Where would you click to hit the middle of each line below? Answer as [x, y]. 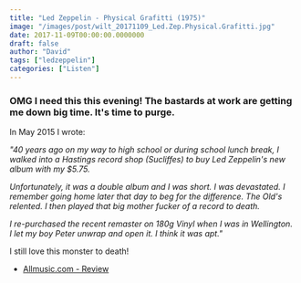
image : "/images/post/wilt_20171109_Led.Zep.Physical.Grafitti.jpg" [142, 26]
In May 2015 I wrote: [47, 132]
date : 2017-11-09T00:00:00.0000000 [77, 35]
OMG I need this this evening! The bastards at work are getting [151, 100]
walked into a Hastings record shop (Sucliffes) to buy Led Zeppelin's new [147, 160]
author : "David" [40, 52]
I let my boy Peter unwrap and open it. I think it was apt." [116, 234]
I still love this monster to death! [69, 251]
